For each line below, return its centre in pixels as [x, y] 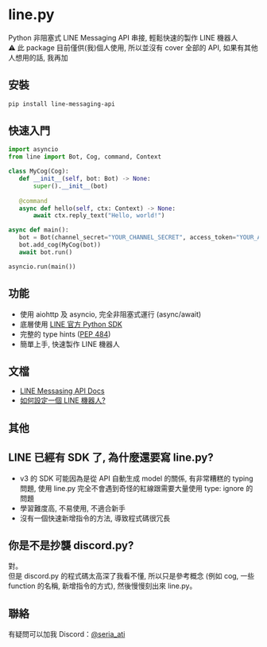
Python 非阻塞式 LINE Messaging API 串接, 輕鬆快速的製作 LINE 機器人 [123, 37]
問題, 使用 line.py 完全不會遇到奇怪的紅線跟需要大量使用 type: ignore [132, 488]
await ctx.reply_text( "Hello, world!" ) [99, 216]
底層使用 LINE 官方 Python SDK [71, 324]
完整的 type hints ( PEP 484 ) [65, 334]
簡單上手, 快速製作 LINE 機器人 [70, 344]
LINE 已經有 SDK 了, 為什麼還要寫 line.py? [111, 458]
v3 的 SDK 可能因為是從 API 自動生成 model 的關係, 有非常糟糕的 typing [136, 478]
